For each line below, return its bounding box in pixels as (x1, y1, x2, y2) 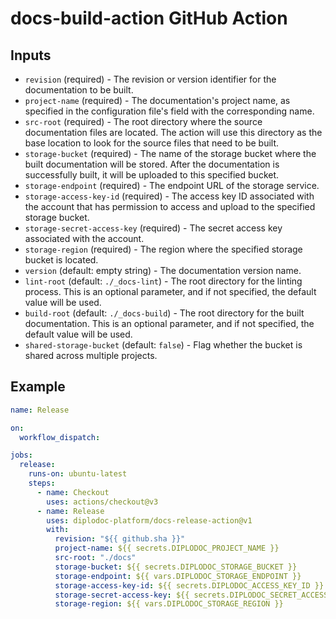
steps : (28, 478, 56, 489)
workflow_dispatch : (19, 432, 101, 442)
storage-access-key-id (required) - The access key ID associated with (24, 190, 315, 202)
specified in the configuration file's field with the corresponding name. (24, 105, 315, 117)
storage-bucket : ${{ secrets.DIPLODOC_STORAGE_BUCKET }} (54, 562, 298, 572)
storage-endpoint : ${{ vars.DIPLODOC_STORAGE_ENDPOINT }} (54, 571, 302, 581)
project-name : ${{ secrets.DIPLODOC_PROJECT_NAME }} (54, 543, 280, 554)
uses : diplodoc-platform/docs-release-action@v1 (46, 515, 253, 526)
